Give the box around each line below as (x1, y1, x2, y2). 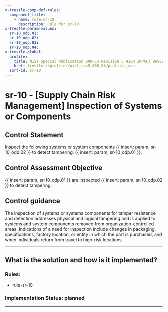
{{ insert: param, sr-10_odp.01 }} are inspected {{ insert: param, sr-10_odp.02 (5, 177, 163, 183)
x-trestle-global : (5, 49, 43, 54)
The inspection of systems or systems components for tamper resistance (5, 210, 156, 216)
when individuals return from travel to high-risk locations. (5, 236, 123, 243)
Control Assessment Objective (5, 164, 103, 172)
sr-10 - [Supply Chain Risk (5, 90, 116, 101)
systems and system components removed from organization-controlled (5, 221, 154, 227)
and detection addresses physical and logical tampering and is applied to (5, 215, 156, 221)
